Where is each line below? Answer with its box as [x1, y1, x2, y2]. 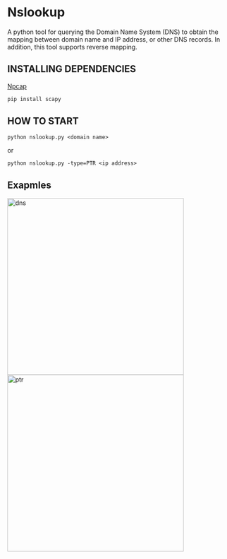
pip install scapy [7, 95, 61, 102]
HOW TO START [7, 115, 79, 127]
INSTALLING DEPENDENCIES [7, 63, 136, 75]
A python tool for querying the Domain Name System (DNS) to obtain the [7, 28, 219, 36]
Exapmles [7, 179, 51, 191]
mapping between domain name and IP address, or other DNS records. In [7, 35, 221, 43]
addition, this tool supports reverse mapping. [7, 42, 137, 51]
